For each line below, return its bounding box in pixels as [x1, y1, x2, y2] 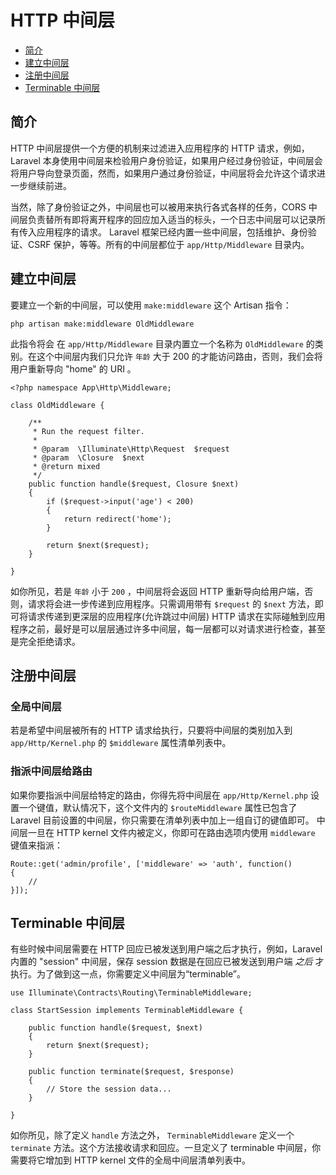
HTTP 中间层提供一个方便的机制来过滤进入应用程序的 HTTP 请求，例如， [10, 142, 310, 154]
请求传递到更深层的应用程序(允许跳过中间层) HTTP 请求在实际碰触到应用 [27, 610, 326, 622]
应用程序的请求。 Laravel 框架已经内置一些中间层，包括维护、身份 [36, 226, 308, 238]
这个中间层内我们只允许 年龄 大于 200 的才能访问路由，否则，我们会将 [36, 350, 323, 362]
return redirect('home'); [63, 514, 172, 524]
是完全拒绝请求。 [10, 635, 81, 647]
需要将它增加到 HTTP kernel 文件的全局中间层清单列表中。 [10, 1154, 252, 1166]
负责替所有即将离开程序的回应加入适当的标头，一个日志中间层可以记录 [27, 213, 317, 225]
